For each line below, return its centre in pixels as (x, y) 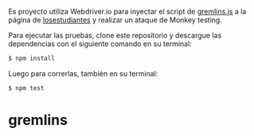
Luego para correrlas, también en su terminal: (83, 73)
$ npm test (26, 88)
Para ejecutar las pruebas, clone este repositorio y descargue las (115, 35)
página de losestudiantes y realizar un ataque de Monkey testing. (115, 20)
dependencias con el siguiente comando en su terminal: (100, 44)
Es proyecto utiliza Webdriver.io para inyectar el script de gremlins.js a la (127, 12)
